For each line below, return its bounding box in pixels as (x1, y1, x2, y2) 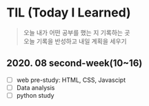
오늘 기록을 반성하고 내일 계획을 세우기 (23, 36, 127, 45)
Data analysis (16, 83, 55, 92)
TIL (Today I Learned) (6, 5, 132, 21)
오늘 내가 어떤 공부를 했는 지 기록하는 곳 (23, 28, 130, 36)
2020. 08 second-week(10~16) (6, 57, 143, 70)
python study (16, 91, 54, 99)
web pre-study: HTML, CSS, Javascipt (16, 76, 126, 84)
